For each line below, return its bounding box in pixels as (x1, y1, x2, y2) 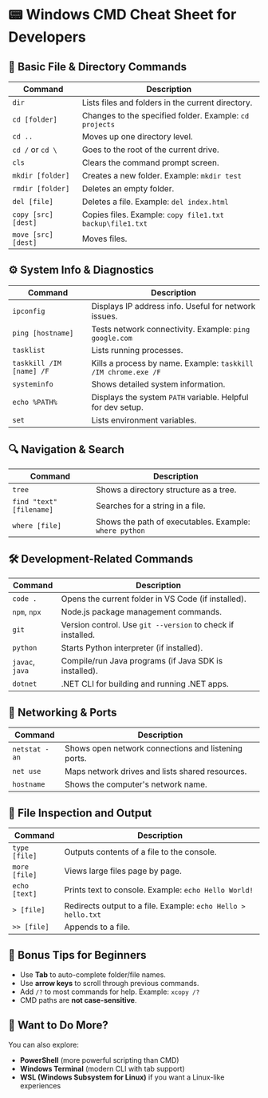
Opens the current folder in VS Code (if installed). (61, 593, 247, 604)
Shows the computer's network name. (65, 779, 207, 790)
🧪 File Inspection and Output (8, 806, 152, 819)
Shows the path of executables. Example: (95, 516, 250, 527)
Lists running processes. (91, 344, 183, 355)
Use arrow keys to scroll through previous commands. (19, 978, 199, 988)
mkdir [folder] (12, 171, 70, 180)
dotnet (12, 679, 37, 688)
